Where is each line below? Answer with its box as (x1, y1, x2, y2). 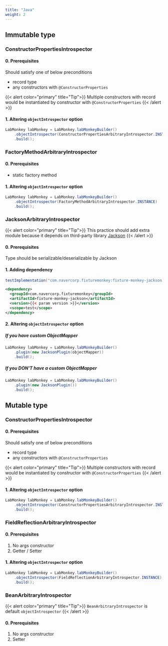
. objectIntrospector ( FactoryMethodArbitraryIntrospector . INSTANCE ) (14, 199, 157, 205)
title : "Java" (5, 7, 35, 13)
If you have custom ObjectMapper (5, 332, 78, 339)
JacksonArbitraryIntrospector (5, 216, 80, 223)
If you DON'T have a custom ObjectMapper (5, 365, 97, 371)
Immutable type (5, 31, 56, 39)
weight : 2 (5, 12, 26, 17)
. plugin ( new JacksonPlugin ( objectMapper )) (14, 350, 104, 355)
